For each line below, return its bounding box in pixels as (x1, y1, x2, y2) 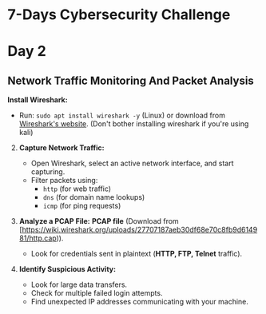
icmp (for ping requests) (42, 201, 121, 211)
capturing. (30, 167, 66, 177)
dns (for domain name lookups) (42, 193, 145, 202)
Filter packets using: (30, 176, 98, 185)
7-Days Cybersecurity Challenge (7, 6, 231, 24)
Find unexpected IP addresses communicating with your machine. (30, 297, 249, 307)
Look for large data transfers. (30, 280, 128, 289)
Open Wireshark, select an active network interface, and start (30, 158, 234, 169)
